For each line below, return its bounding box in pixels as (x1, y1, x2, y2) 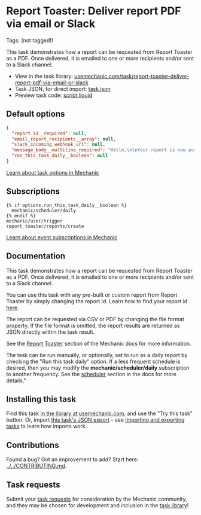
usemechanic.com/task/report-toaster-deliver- (74, 72, 190, 80)
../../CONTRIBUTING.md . (6, 462, 67, 470)
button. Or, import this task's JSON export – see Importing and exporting (6, 416, 185, 423)
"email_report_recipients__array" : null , (11, 136, 117, 142)
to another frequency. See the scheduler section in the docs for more (6, 370, 177, 377)
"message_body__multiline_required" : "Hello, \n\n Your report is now (11, 147, 186, 153)
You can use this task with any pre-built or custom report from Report (6, 291, 178, 298)
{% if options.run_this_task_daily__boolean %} (6, 202, 127, 208)
